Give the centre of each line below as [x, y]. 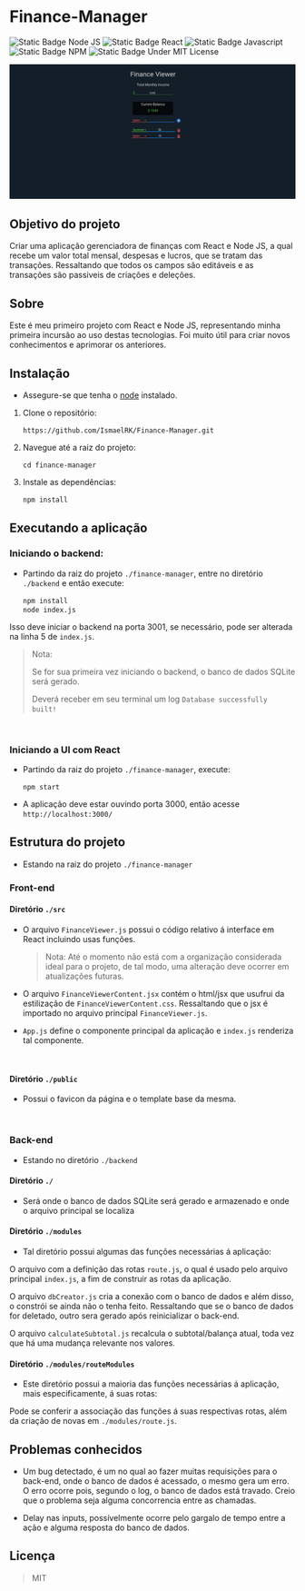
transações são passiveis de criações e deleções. [103, 275]
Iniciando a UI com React [65, 750]
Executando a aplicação [79, 527]
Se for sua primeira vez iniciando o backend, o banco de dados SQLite [163, 671]
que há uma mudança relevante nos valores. [92, 1343]
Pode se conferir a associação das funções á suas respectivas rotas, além [148, 1411]
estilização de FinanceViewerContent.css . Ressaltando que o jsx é [145, 1004]
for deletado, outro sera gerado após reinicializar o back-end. [124, 1316]
